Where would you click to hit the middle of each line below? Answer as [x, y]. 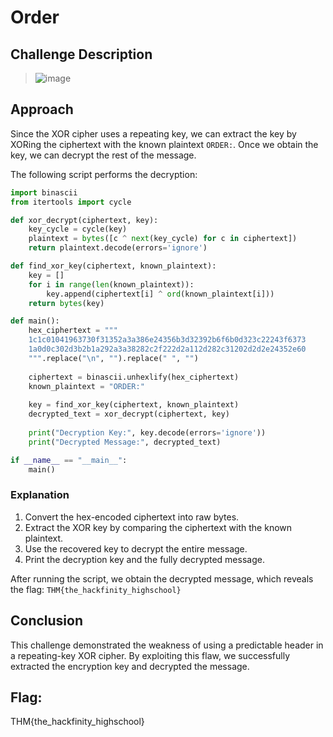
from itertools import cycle [71, 202]
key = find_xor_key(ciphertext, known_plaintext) [134, 405]
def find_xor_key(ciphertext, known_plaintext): [113, 266]
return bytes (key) [66, 303]
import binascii [44, 192]
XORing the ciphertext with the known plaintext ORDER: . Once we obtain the [164, 144]
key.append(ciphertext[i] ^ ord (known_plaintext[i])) [160, 294]
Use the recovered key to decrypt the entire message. [136, 548]
